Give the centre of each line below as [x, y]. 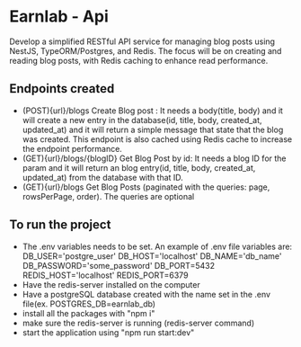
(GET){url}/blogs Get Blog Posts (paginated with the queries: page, [146, 187]
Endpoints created [62, 89]
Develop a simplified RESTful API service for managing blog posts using [142, 41]
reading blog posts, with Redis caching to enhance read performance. [139, 60]
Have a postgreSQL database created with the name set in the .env [146, 294]
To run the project [60, 225]
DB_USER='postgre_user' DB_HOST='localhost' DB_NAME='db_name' [152, 256]
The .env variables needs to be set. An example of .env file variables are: [157, 246]
